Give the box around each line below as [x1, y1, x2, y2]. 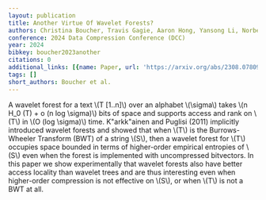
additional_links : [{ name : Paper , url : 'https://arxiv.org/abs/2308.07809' [8, 63, 264, 71]
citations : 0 [8, 56, 51, 64]
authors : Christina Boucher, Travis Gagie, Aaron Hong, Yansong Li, [8, 26, 239, 34]
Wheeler [8, 133, 36, 143]
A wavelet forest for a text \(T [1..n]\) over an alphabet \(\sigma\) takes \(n [8, 100, 248, 110]
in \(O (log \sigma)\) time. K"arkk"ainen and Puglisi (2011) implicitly [22, 117, 240, 126]
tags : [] [8, 71, 37, 79]
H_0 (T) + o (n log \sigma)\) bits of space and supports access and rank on [8, 108, 253, 117]
